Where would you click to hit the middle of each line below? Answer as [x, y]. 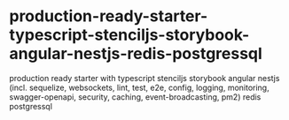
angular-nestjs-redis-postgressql [136, 54]
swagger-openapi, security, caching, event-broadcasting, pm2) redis [135, 97]
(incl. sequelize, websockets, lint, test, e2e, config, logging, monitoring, [139, 87]
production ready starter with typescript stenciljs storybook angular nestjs [144, 78]
